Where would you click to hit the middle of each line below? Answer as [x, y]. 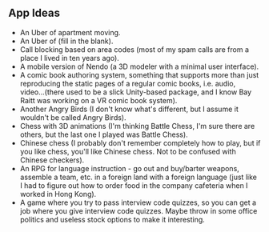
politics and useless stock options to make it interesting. [112, 219]
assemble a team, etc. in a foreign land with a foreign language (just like [139, 177]
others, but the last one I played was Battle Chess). [104, 134]
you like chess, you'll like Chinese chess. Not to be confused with [128, 151]
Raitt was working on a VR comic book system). [98, 100]
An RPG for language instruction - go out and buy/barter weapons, [130, 168]
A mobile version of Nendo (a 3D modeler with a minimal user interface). [139, 66]
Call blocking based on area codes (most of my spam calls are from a [134, 49]
